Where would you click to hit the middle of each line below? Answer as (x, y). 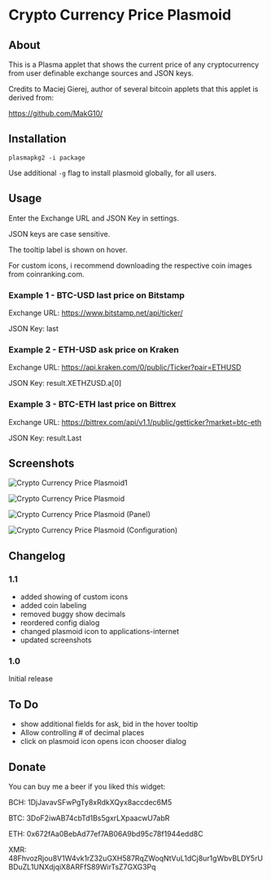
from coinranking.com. (46, 274)
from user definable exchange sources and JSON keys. (101, 73)
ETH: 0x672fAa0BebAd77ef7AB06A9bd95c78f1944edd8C (106, 834)
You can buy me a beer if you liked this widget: (87, 786)
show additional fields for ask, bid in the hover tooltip (109, 724)
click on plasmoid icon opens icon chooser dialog (103, 742)
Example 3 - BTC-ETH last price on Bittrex (92, 405)
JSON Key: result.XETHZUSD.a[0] (65, 383)
